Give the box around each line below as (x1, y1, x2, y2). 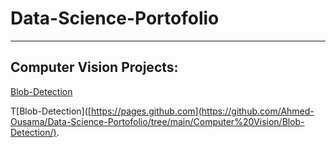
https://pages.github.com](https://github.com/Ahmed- (90, 105, 315, 117)
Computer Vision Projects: (10, 59, 179, 76)
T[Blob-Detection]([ (10, 105, 92, 117)
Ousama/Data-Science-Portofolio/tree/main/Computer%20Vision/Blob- (10, 115, 305, 127)
